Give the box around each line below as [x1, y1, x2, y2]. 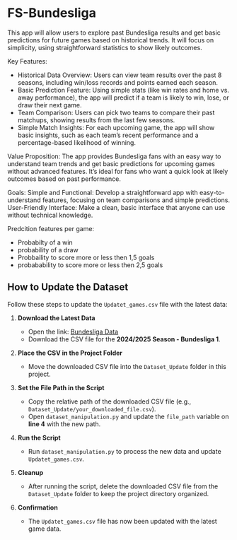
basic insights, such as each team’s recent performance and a [17, 131, 200, 139]
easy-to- [199, 188, 225, 196]
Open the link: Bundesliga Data [28, 327, 119, 336]
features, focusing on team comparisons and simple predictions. [42, 196, 230, 204]
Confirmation [17, 503, 58, 512]
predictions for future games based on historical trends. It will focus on [7, 35, 214, 44]
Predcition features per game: [7, 224, 94, 233]
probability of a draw [17, 245, 79, 254]
